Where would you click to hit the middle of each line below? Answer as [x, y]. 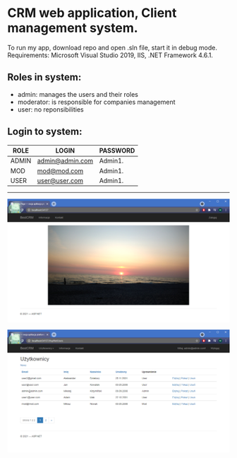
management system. [73, 28]
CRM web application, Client [92, 13]
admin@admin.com [65, 161]
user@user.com [60, 180]
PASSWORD [117, 151]
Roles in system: [44, 77]
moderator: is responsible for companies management [96, 102]
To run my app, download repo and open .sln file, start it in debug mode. [112, 47]
